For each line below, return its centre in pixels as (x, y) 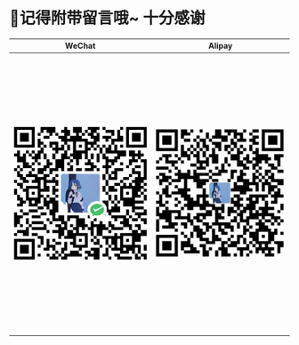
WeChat (81, 46)
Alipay (220, 46)
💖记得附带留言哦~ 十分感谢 (108, 18)
